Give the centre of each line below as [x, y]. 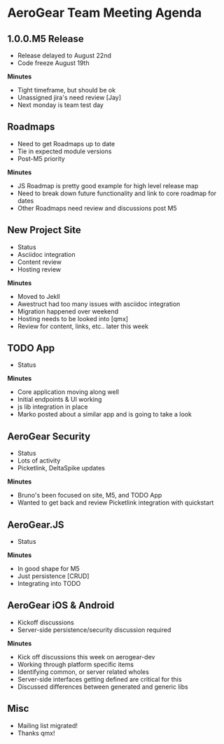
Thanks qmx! [36, 733]
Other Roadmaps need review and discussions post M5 [97, 208]
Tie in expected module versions [64, 151]
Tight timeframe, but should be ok [66, 90]
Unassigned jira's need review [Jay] [69, 97]
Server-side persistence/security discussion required [94, 630]
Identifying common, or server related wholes [83, 672]
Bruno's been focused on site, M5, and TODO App [90, 496]
